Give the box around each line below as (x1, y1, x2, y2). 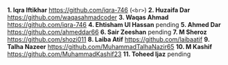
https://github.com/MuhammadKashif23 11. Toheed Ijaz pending (7, 50, 191, 58)
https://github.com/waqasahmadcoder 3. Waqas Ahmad (7, 13, 169, 21)
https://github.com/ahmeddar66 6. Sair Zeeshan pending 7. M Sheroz (7, 28, 207, 36)
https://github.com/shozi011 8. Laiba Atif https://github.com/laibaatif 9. (7, 35, 210, 44)
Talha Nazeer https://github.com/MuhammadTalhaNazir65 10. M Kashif (7, 43, 213, 50)
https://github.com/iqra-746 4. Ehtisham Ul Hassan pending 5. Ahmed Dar (7, 21, 221, 28)
